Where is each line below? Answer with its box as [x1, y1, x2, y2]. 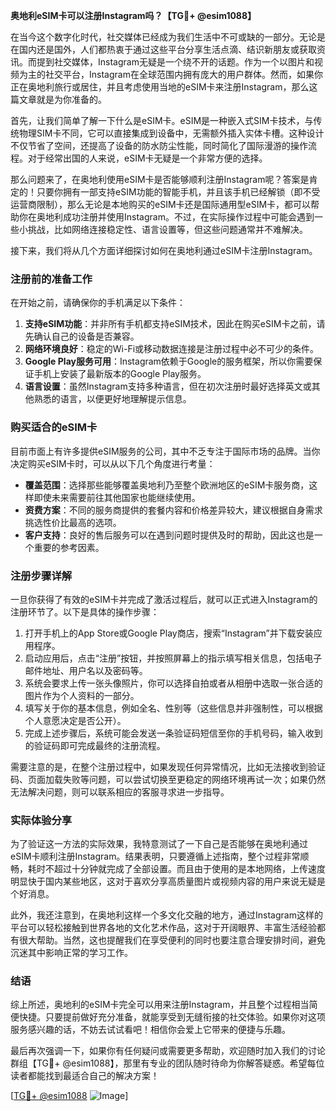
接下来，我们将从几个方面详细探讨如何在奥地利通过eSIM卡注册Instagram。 [10, 245, 318, 256]
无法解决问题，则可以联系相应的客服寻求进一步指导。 [10, 785, 230, 798]
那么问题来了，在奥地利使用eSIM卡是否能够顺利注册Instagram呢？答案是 [10, 174, 310, 185]
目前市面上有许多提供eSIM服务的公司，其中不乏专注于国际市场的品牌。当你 [10, 445, 321, 457]
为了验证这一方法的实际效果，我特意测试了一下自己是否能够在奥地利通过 [10, 838, 308, 850]
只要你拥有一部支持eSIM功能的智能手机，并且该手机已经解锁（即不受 [36, 186, 321, 198]
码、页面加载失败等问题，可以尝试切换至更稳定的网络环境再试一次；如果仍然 [10, 773, 326, 785]
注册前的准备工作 [10, 272, 93, 286]
